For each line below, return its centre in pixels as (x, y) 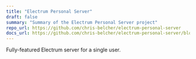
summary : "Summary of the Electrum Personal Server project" (82, 22)
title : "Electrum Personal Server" (49, 11)
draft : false (22, 17)
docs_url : (18, 33)
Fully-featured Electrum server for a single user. (64, 50)
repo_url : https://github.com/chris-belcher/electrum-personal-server (94, 28)
